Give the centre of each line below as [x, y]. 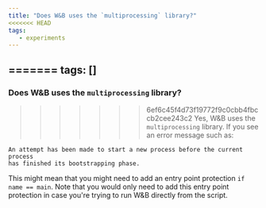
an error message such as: [190, 135]
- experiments [42, 38]
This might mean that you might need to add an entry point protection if [127, 178]
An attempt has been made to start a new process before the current [126, 149]
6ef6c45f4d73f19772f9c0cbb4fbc [202, 110]
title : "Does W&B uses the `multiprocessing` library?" [102, 15]
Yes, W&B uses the [225, 118]
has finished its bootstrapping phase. [74, 164]
